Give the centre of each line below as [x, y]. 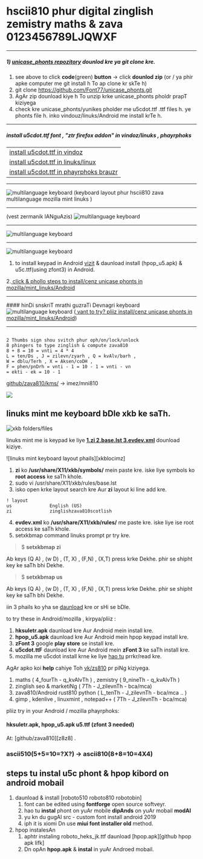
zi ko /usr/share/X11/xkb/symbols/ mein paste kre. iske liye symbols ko [105, 470]
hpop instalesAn [35, 830]
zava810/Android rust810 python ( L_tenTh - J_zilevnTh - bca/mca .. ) [101, 692]
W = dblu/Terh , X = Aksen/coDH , [50, 361]
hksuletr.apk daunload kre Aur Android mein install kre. [84, 630]
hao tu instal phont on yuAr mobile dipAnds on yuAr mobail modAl [108, 810]
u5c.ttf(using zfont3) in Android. [55, 269]
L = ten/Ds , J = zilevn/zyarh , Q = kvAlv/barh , [71, 356]
